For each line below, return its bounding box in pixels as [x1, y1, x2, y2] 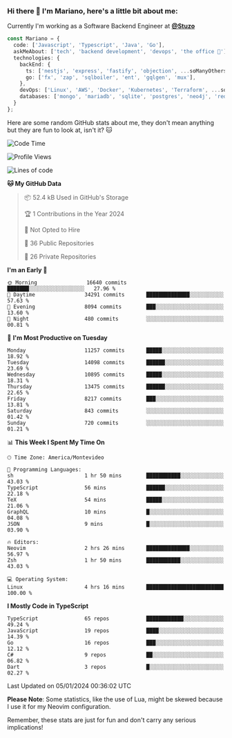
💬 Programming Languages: [7, 466, 81, 473]
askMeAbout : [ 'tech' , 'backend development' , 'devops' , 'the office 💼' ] [13, 48, 227, 55]
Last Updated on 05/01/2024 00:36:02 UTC [7, 681, 131, 690]
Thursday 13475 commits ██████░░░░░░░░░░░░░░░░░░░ [7, 383, 224, 390]
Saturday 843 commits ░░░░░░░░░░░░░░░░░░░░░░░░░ [7, 407, 224, 414]
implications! [7, 723, 43, 731]
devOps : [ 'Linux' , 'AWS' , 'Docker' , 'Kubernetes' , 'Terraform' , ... [19, 86, 221, 94]
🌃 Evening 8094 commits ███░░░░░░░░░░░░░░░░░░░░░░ [7, 303, 224, 310]
